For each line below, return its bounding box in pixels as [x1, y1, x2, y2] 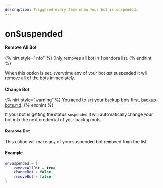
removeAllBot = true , [14, 165, 57, 170]
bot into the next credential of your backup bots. [5, 117, 102, 123]
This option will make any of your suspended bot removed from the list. [5, 139, 148, 145]
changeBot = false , [14, 170, 54, 175]
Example [5, 150, 23, 156]
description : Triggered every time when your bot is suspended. [5, 7, 138, 12]
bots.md [5, 102, 22, 108]
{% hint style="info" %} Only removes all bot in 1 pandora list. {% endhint [5, 56, 152, 61]
